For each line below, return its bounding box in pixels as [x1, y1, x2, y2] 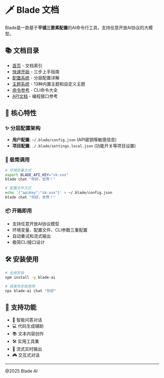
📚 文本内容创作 [12, 331, 44, 337]
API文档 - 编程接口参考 [12, 93, 58, 99]
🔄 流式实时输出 [12, 346, 42, 352]
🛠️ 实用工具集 [12, 338, 40, 344]
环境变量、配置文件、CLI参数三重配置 [12, 227, 88, 233]
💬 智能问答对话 [12, 317, 42, 323]
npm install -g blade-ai [5, 275, 56, 280]
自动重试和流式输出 [12, 233, 51, 239]
